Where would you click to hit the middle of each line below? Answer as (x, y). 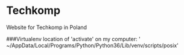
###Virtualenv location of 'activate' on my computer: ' (73, 39)
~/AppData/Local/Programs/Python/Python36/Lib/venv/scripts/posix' (93, 45)
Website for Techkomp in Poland (47, 27)
